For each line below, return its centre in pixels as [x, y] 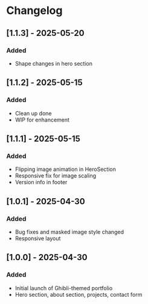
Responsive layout [38, 238]
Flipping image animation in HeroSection [65, 169]
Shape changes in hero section [53, 63]
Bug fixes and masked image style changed [69, 232]
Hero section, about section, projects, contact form [79, 294]
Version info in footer [41, 182]
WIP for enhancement [42, 120]
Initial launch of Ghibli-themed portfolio [64, 288]
